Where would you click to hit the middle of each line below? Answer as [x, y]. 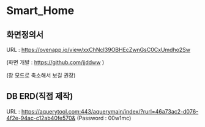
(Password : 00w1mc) [104, 118]
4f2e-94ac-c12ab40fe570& [41, 118]
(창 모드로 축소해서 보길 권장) [41, 75]
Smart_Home [40, 11]
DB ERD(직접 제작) [40, 96]
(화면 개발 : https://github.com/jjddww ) [55, 62]
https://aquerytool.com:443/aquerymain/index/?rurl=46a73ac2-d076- [110, 111]
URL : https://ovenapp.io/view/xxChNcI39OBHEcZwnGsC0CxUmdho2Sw [99, 50]
